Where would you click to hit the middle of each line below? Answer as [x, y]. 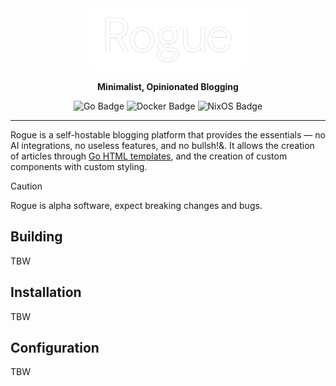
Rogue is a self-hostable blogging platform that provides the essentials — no [168, 134]
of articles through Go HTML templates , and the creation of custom [149, 156]
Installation [46, 292]
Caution [26, 186]
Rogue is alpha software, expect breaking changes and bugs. [136, 205]
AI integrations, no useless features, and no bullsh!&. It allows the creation [162, 145]
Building [36, 237]
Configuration [55, 347]
